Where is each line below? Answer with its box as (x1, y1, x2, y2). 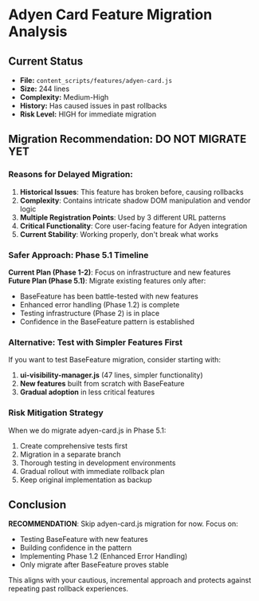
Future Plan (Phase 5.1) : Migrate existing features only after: (8, 275, 206, 285)
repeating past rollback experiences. (8, 584, 129, 594)
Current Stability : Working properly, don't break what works (19, 229, 219, 239)
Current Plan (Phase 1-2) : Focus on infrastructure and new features (8, 267, 231, 277)
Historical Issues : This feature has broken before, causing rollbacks (19, 187, 245, 196)
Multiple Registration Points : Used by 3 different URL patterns (19, 212, 226, 222)
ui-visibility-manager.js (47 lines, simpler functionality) (19, 370, 203, 380)
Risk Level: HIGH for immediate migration (19, 109, 157, 119)
